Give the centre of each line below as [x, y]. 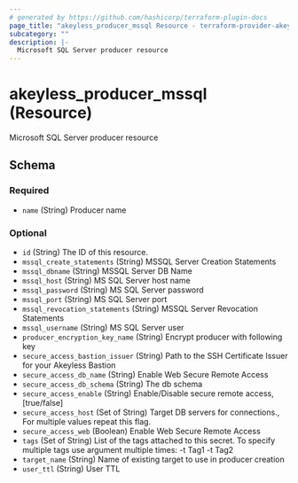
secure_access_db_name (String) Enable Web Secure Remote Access [145, 375]
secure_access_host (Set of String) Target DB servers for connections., [151, 412]
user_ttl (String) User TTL [71, 469]
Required [29, 191]
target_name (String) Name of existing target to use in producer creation [153, 460]
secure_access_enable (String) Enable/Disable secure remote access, [148, 393]
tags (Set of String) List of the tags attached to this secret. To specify [149, 440]
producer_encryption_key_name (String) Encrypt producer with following [152, 337]
